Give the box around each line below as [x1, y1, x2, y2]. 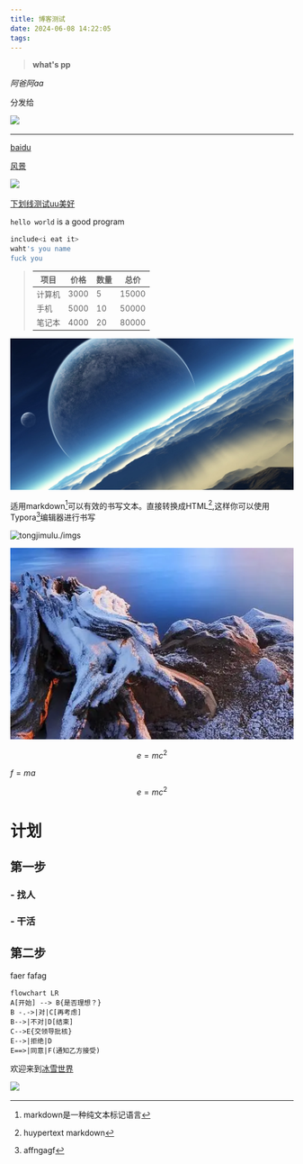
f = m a [10, 767, 36, 778]
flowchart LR [10, 988, 59, 997]
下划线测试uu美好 [10, 198, 76, 209]
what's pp [31, 59, 71, 70]
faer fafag [10, 969, 48, 981]
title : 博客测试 [10, 14, 66, 23]
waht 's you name [10, 244, 71, 254]
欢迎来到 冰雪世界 [10, 1063, 74, 1074]
